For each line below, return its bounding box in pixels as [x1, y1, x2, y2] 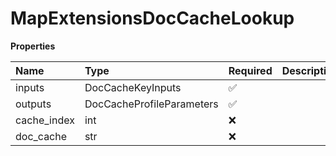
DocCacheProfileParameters [84, 97, 219, 111]
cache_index [15, 113, 75, 127]
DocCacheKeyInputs [84, 80, 182, 94]
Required [228, 63, 273, 77]
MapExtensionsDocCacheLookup [10, 7, 295, 30]
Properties [10, 40, 56, 52]
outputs [15, 97, 52, 111]
